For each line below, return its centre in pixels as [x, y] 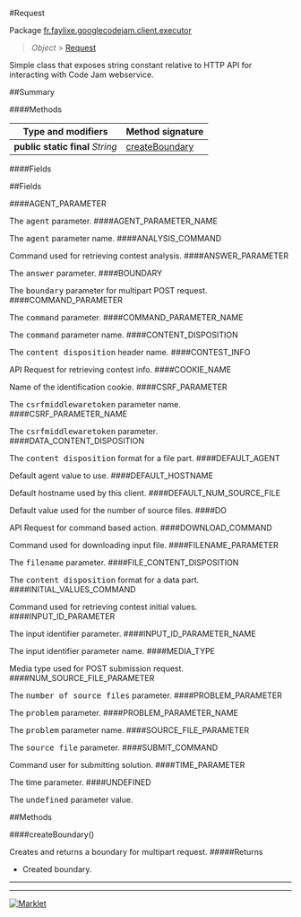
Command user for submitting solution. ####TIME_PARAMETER [127, 765]
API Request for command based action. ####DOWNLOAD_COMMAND [141, 528]
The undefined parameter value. [71, 799]
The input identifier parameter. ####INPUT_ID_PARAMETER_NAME [133, 633]
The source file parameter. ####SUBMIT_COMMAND [114, 747]
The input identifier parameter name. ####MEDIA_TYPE [112, 651]
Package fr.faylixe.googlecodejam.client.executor [101, 30]
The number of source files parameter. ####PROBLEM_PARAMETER [146, 695]
